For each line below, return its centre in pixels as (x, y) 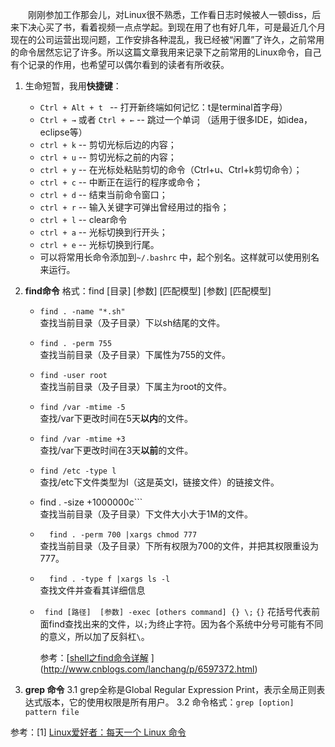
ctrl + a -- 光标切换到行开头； (103, 232)
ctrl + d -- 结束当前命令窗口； (103, 194)
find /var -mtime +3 (82, 439)
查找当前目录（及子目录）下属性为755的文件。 (135, 354)
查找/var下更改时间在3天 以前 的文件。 (116, 450)
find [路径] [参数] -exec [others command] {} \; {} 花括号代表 (178, 611)
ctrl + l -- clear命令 (83, 219)
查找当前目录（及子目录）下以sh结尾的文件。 (132, 322)
